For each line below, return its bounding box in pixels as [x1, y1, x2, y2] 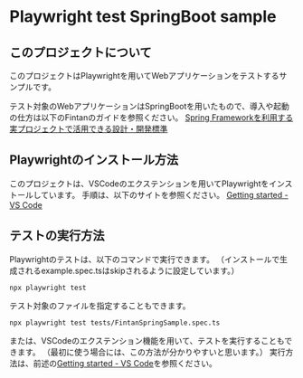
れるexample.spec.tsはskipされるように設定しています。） [24, 265, 240, 276]
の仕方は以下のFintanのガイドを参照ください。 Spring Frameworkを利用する [9, 112, 294, 123]
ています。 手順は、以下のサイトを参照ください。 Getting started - [40, 189, 289, 200]
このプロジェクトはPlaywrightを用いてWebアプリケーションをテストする [9, 71, 279, 80]
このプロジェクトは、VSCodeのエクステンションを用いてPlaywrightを [9, 178, 270, 189]
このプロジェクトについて [9, 44, 152, 60]
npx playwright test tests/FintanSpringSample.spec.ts [9, 318, 221, 327]
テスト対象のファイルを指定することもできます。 [9, 300, 192, 311]
